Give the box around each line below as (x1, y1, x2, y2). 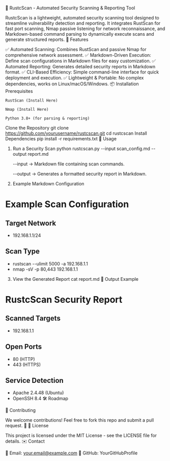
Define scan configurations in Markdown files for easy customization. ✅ (5, 58, 156, 64)
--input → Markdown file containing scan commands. (12, 161, 125, 167)
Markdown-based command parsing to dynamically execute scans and (5, 31, 154, 37)
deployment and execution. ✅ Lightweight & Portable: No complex (5, 75, 144, 81)
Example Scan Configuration (5, 199, 129, 210)
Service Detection (5, 376, 64, 385)
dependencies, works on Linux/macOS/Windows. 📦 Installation (5, 81, 139, 87)
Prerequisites (5, 88, 33, 94)
